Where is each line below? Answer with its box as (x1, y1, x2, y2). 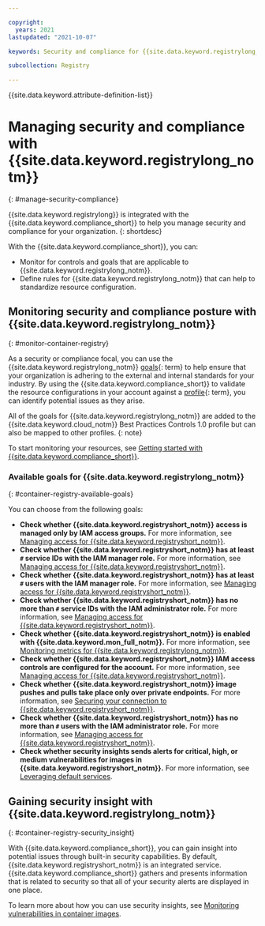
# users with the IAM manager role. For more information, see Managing (19, 578, 257, 589)
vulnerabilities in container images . (8, 909, 121, 918)
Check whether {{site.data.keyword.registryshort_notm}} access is (19, 520, 248, 529)
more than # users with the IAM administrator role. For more (19, 721, 219, 731)
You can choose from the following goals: (8, 505, 144, 514)
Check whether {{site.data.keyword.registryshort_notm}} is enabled (19, 629, 251, 638)
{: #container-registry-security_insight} (8, 827, 136, 838)
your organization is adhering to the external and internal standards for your (8, 371, 255, 380)
